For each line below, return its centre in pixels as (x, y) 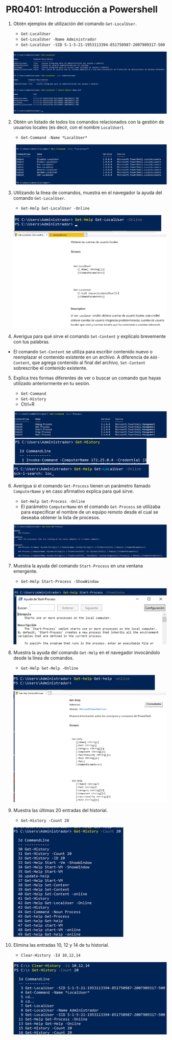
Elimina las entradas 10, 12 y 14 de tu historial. (61, 945)
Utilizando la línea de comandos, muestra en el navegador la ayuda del (88, 193)
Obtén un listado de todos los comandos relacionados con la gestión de (89, 122)
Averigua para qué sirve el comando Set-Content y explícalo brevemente (90, 336)
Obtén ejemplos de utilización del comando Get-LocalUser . (75, 24)
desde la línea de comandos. (43, 658)
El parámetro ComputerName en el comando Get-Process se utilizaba (91, 506)
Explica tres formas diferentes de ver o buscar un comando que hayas (87, 378)
